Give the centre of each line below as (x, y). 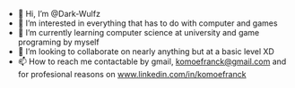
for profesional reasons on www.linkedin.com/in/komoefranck (132, 74)
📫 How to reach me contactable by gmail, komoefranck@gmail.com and (152, 61)
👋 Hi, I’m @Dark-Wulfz (59, 14)
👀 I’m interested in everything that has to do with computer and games (147, 23)
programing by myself (59, 42)
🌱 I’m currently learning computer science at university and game (139, 32)
